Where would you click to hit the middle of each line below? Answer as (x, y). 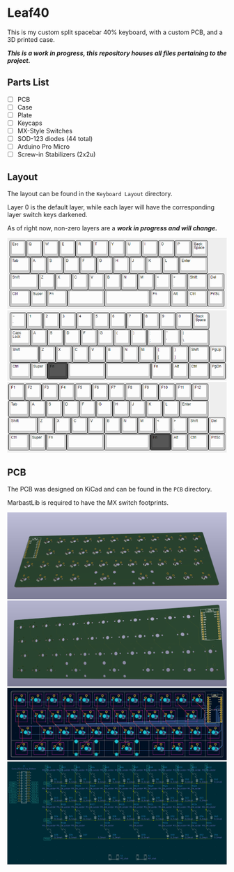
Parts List (28, 83)
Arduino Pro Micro (44, 147)
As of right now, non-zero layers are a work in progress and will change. (112, 228)
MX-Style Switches (45, 131)
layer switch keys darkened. (47, 215)
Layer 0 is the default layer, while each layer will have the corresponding (111, 207)
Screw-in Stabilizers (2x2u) (56, 154)
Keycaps (30, 123)
